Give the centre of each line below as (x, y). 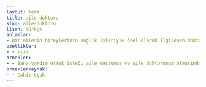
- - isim (17, 52)
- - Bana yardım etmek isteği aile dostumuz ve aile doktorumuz (90, 63)
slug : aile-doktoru (31, 23)
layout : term (23, 12)
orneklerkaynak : (27, 69)
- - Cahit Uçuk (26, 75)
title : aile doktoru (33, 18)
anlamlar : (19, 35)
